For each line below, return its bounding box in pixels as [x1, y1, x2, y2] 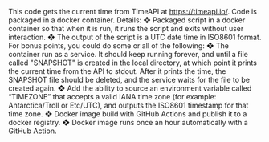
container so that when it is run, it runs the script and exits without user [8, 24, 244, 33]
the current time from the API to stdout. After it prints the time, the [8, 67, 226, 75]
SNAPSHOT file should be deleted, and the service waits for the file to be [8, 75, 251, 84]
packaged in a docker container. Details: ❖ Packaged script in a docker [8, 15, 246, 25]
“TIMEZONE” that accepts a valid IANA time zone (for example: [8, 92, 217, 101]
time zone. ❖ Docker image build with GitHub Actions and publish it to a [8, 109, 247, 119]
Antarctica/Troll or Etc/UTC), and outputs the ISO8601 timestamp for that [8, 100, 249, 110]
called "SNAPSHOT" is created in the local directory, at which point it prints [8, 58, 257, 67]
